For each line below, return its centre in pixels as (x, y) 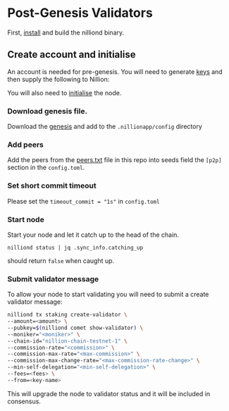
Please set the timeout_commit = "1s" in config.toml (83, 201)
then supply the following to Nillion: (58, 79)
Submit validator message (53, 278)
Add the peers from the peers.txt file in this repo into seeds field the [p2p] (114, 160)
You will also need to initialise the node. (64, 92)
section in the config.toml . (46, 168)
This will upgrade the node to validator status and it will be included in (109, 393)
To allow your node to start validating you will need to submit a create (108, 295)
